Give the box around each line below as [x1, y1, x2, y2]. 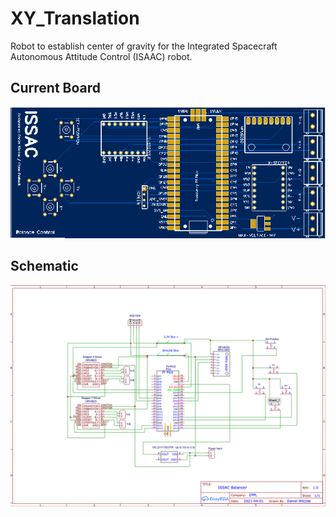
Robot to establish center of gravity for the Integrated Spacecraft [10, 40, 278, 52]
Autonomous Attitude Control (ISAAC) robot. [10, 50, 193, 62]
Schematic [10, 258, 79, 275]
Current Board [10, 80, 102, 97]
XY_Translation [10, 7, 140, 30]
